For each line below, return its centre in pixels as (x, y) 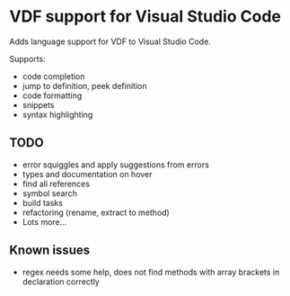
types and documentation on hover (87, 174)
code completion (53, 76)
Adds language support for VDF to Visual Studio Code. (110, 41)
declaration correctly (61, 282)
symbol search (50, 193)
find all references (56, 184)
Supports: (28, 58)
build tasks (42, 202)
